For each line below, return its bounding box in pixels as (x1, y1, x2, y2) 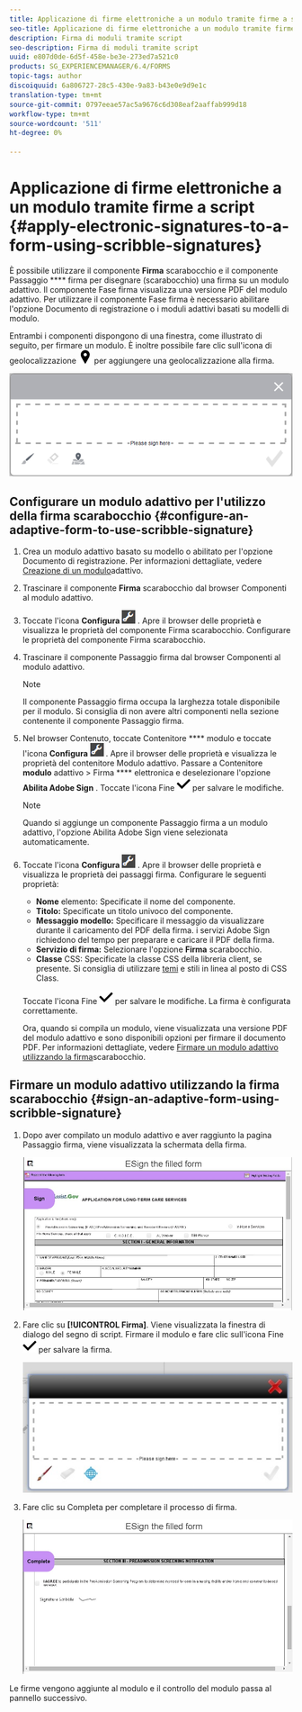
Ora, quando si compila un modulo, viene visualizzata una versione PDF (22, 1023, 289, 1034)
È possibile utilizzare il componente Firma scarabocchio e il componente (9, 265, 279, 276)
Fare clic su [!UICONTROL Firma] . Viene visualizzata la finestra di (22, 1319, 266, 1330)
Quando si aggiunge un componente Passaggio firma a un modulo (22, 818, 268, 829)
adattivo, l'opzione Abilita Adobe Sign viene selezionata (22, 827, 228, 838)
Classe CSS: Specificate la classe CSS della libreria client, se (35, 954, 262, 965)
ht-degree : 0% (9, 129, 63, 138)
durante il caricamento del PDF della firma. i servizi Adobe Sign (35, 925, 271, 936)
